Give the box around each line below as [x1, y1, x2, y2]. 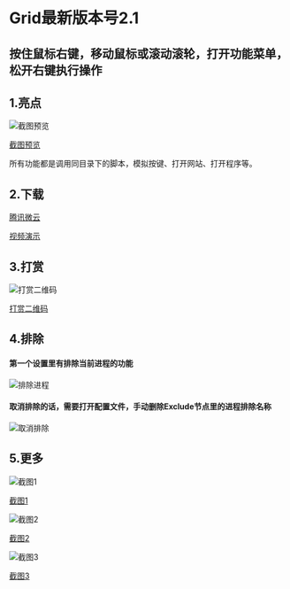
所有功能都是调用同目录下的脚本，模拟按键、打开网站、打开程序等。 [9, 159, 257, 169]
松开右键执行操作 [9, 63, 103, 78]
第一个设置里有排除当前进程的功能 [9, 358, 134, 368]
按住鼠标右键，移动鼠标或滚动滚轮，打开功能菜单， [9, 46, 288, 61]
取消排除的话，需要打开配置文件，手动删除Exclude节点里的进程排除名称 [9, 401, 272, 412]
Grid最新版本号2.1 [9, 8, 140, 28]
